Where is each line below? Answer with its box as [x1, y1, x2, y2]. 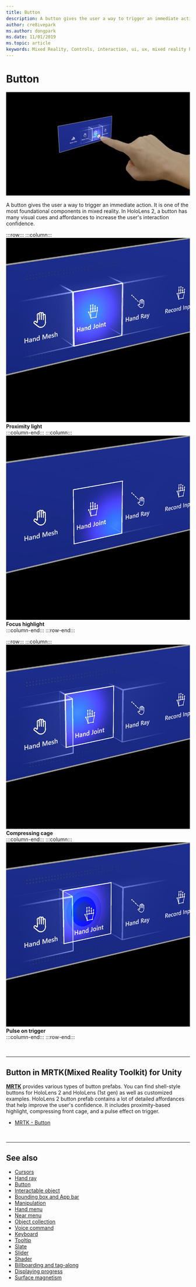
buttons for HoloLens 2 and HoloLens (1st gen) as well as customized [6, 1089, 173, 1096]
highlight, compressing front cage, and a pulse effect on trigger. [6, 1108, 160, 1115]
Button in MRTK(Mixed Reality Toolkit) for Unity [6, 1067, 182, 1077]
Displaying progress [14, 1268, 63, 1275]
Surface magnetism [14, 1274, 62, 1281]
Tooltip [14, 1237, 32, 1244]
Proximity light [6, 423, 43, 430]
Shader [14, 1255, 32, 1262]
